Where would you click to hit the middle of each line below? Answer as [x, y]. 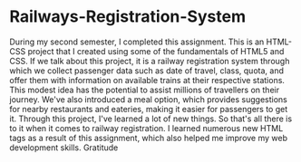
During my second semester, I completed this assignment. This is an [137, 42]
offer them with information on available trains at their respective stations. [147, 80]
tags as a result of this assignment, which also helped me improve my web [149, 138]
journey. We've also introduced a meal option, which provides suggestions [148, 99]
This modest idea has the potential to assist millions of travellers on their [144, 90]
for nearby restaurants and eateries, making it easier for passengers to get [149, 109]
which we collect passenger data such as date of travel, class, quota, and [146, 71]
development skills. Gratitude [64, 148]
